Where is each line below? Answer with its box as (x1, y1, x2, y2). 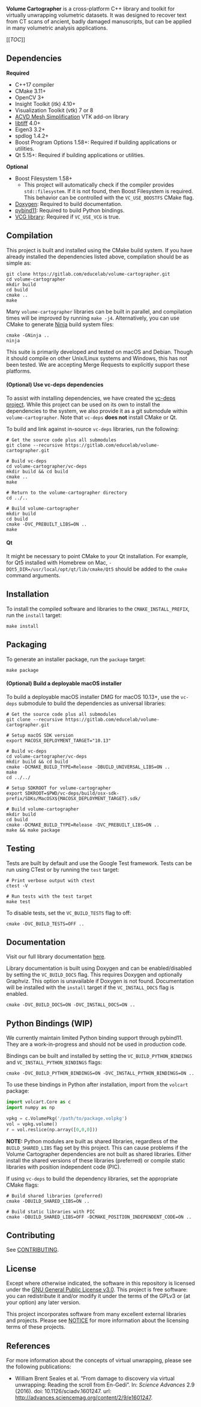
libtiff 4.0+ (14, 119, 41, 126)
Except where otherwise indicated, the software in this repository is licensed (6, 1279, 195, 1287)
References (6, 1341, 50, 1351)
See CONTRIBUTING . (6, 1246, 59, 1253)
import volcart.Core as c (6, 1099, 71, 1105)
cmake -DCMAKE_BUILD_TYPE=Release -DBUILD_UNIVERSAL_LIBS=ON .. (6, 764, 170, 770)
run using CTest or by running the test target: (6, 866, 119, 873)
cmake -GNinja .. (6, 332, 50, 338)
